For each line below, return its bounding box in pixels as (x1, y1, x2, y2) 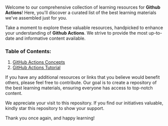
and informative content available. (15, 35, 86, 41)
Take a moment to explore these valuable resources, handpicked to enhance (5, 25, 163, 31)
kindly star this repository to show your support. (5, 105, 104, 111)
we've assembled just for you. (5, 15, 68, 21)
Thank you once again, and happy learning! (5, 115, 95, 121)
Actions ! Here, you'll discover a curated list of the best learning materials (5, 10, 156, 16)
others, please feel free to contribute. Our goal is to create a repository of (5, 80, 157, 86)
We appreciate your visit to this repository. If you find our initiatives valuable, (5, 100, 163, 106)
